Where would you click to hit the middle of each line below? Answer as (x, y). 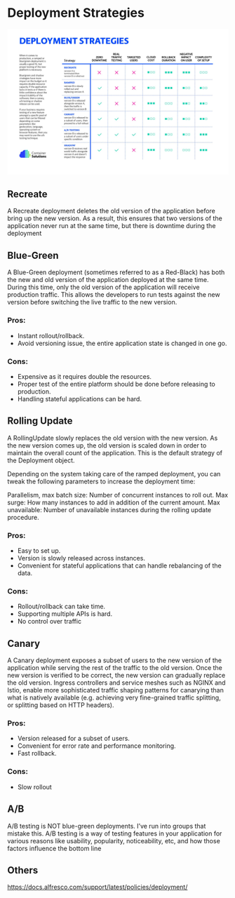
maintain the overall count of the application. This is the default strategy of (115, 453)
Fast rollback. (37, 753)
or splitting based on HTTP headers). (61, 705)
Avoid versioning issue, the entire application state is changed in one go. (122, 343)
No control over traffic (49, 622)
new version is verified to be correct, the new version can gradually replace (116, 676)
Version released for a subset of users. (73, 739)
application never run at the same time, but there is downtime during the (112, 226)
